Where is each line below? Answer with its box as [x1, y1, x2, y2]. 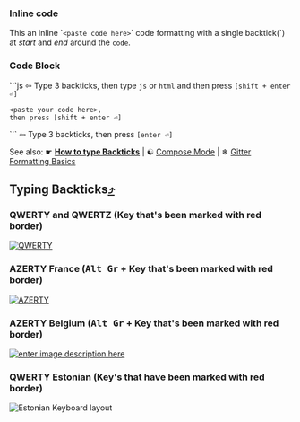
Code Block [9, 59, 61, 72]
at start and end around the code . [9, 37, 132, 48]
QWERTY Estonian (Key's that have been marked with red [9, 371, 266, 383]
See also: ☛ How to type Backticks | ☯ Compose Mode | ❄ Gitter [9, 146, 252, 157]
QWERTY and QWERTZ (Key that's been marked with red [9, 208, 261, 221]
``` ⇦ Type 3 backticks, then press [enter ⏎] [9, 128, 173, 139]
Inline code [9, 7, 59, 20]
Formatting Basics [9, 155, 76, 166]
